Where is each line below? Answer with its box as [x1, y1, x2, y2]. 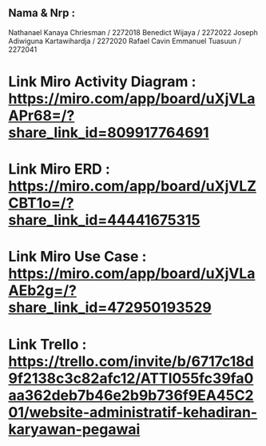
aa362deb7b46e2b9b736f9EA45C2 [8, 386, 254, 404]
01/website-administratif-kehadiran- [8, 403, 258, 421]
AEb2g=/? [8, 281, 77, 300]
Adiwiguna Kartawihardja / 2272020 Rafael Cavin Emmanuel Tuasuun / [8, 36, 241, 46]
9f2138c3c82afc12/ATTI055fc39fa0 [8, 369, 254, 387]
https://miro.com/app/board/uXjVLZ [8, 177, 257, 195]
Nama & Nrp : [8, 6, 76, 20]
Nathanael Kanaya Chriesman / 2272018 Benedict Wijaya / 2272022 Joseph [8, 27, 258, 37]
